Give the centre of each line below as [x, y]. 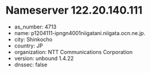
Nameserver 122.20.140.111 [74, 10]
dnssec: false [31, 64]
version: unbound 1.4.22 [44, 58]
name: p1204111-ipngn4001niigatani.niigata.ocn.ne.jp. [80, 33]
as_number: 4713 [36, 27]
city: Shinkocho [33, 39]
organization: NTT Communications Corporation [73, 52]
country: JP [28, 46]
